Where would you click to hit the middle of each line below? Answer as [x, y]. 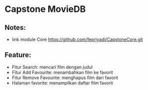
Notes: [15, 28]
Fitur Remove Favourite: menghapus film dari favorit [65, 78]
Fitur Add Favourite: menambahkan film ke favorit [62, 72]
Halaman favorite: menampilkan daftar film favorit [62, 83]
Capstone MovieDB [45, 9]
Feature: [18, 55]
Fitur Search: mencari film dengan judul [52, 67]
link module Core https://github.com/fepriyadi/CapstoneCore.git [77, 39]
